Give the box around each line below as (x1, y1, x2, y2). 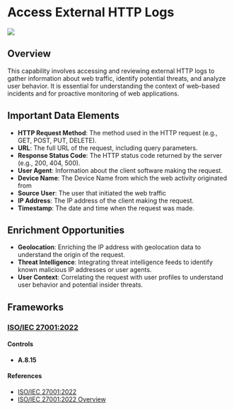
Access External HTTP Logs (7, 4, 175, 21)
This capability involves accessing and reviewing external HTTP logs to (7, 67, 215, 75)
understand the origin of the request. (17, 251, 126, 259)
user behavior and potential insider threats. (17, 280, 144, 289)
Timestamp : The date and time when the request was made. (17, 203, 194, 212)
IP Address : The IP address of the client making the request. (17, 196, 194, 205)
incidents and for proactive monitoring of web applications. (7, 89, 180, 98)
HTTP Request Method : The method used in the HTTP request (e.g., (17, 128, 218, 137)
